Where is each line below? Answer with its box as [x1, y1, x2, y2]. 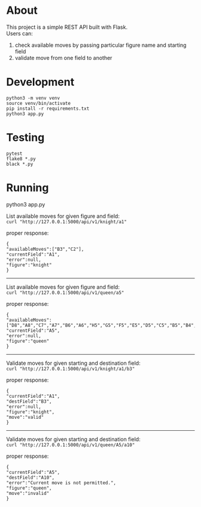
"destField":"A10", [6, 475, 55, 481]
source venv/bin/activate [6, 100, 71, 106]
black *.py [6, 161, 33, 167]
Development [6, 76, 75, 89]
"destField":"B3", [6, 398, 52, 404]
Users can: [6, 29, 33, 37]
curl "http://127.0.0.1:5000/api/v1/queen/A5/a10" [6, 442, 135, 448]
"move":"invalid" [6, 490, 50, 496]
